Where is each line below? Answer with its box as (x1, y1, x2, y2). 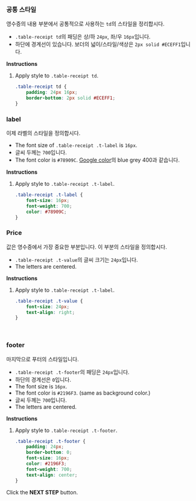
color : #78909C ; (26, 209, 67, 215)
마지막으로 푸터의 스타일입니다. (6, 355, 80, 362)
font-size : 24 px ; (26, 304, 70, 310)
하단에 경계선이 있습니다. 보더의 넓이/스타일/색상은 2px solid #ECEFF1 (14, 41, 181, 48)
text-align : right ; (26, 309, 75, 315)
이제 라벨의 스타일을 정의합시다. (6, 129, 81, 137)
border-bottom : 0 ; (26, 450, 72, 456)
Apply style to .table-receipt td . (14, 72, 99, 79)
